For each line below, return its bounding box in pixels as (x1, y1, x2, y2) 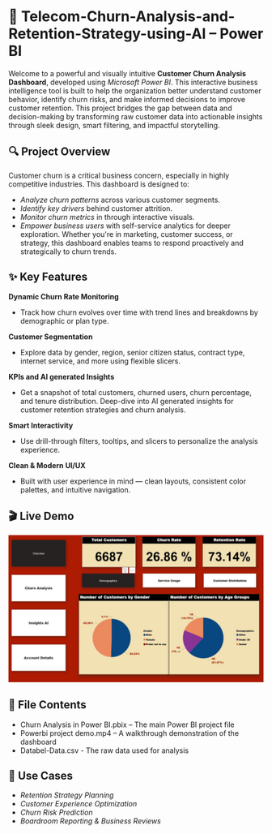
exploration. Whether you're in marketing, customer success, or (19, 229, 233, 239)
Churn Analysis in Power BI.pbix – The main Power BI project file (19, 720, 235, 729)
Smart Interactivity (8, 420, 74, 430)
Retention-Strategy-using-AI (8, 24, 206, 43)
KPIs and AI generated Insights (8, 372, 115, 381)
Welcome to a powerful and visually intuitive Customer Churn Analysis (8, 68, 247, 78)
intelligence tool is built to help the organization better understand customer (8, 85, 261, 96)
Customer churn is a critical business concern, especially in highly (8, 170, 230, 180)
